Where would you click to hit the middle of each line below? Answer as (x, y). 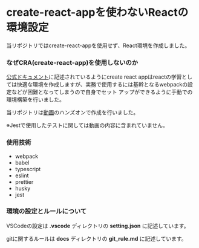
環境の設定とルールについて (47, 211)
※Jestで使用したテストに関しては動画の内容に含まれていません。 (87, 125)
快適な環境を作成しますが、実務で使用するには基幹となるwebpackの (102, 85)
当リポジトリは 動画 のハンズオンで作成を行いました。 (73, 113)
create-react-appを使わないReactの (97, 12)
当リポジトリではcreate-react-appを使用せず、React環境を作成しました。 (98, 45)
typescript (28, 169)
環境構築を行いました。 (35, 100)
